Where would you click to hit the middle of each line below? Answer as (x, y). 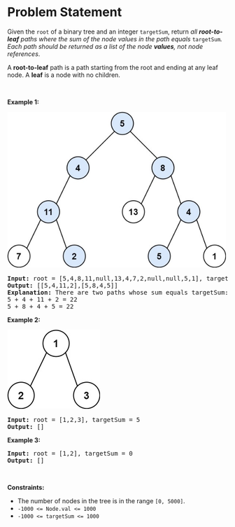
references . (24, 54)
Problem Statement (65, 12)
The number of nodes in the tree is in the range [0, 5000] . (101, 500)
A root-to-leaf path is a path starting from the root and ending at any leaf (113, 67)
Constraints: (26, 487)
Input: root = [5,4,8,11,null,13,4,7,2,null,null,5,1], (105, 278)
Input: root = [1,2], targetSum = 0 (70, 453)
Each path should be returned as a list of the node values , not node (105, 46)
